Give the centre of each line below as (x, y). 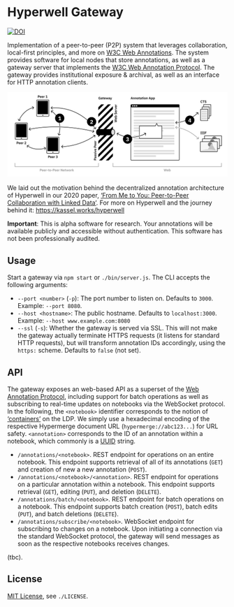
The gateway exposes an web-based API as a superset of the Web (103, 389)
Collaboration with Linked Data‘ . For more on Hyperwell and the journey (110, 203)
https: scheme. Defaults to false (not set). (79, 351)
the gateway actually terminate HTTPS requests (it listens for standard (118, 335)
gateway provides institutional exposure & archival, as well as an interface (114, 75)
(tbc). (15, 557)
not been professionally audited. (53, 239)
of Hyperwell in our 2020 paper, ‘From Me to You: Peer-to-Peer (98, 196)
